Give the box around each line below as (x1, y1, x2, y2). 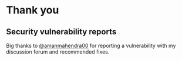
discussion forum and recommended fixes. (6, 48, 110, 55)
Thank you (6, 3, 59, 17)
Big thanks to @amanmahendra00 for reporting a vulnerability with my (6, 42, 176, 49)
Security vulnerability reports (6, 27, 117, 37)
